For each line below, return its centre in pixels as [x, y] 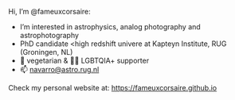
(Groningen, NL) [46, 52]
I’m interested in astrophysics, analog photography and [110, 27]
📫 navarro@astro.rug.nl [59, 69]
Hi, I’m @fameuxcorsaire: [49, 12]
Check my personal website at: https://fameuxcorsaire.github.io [113, 88]
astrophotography [49, 35]
